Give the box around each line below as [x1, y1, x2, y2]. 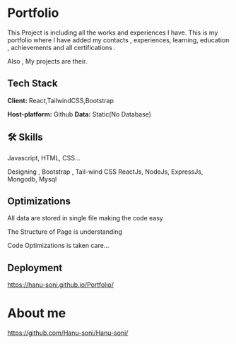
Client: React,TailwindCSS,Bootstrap [7, 96, 114, 105]
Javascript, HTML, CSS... [7, 153, 81, 162]
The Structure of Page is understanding [7, 227, 122, 236]
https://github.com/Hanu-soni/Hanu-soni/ [7, 328, 129, 337]
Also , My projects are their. [7, 57, 88, 65]
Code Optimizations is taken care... [7, 242, 110, 250]
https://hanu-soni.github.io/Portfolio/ [7, 280, 114, 289]
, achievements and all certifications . [7, 43, 117, 52]
